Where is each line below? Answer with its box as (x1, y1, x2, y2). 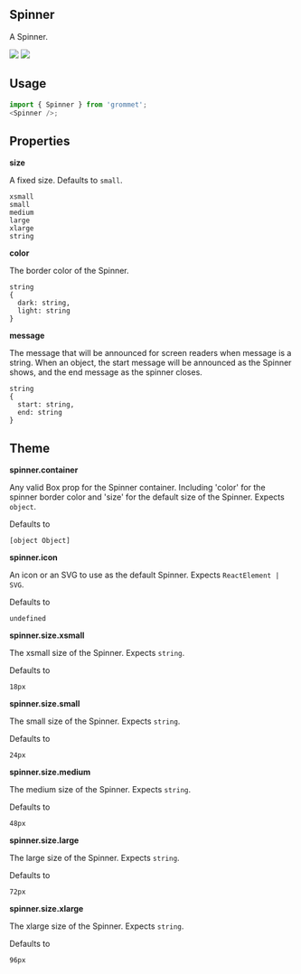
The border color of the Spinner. (9, 266, 129, 276)
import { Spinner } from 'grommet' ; (9, 99, 147, 109)
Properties (9, 133, 71, 148)
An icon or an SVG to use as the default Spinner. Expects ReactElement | (9, 569, 280, 580)
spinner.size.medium (9, 767, 91, 777)
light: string (17, 306, 71, 315)
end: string (17, 408, 63, 417)
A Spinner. (9, 31, 48, 42)
